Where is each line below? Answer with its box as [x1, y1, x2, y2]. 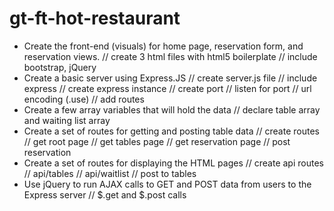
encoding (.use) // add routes [23, 93, 145, 105]
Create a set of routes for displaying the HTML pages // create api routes [23, 157, 324, 169]
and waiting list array [23, 114, 111, 126]
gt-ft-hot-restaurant [9, 7, 181, 30]
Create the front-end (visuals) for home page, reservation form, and [23, 40, 304, 52]
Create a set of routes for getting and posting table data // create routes [23, 125, 320, 137]
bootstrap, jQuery [23, 61, 97, 73]
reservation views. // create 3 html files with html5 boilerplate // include [23, 50, 318, 62]
